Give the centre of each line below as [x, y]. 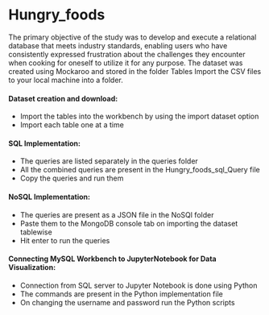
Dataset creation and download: [63, 98]
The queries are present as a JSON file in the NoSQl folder [117, 214]
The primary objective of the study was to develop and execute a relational [132, 37]
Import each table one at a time [72, 125]
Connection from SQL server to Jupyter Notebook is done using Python [139, 285]
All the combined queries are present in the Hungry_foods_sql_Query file [140, 170]
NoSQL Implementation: [50, 197]
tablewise [36, 232]
